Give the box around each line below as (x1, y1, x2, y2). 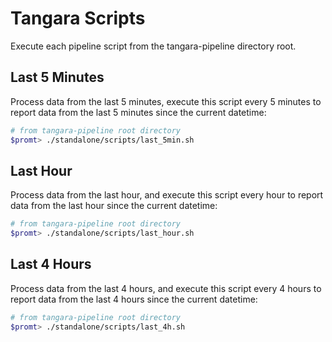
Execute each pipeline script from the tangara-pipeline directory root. (10, 40, 297, 52)
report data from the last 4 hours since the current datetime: (10, 293, 258, 305)
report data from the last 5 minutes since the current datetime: (10, 106, 267, 118)
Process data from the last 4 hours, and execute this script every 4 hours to (10, 282, 322, 294)
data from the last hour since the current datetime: (10, 200, 218, 212)
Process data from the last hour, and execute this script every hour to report (10, 189, 324, 201)
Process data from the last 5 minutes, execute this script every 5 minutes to (10, 95, 322, 107)
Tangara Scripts (10, 7, 146, 30)
